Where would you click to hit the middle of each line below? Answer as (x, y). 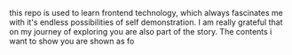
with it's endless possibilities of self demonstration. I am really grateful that (146, 22)
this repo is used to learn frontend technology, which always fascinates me (146, 13)
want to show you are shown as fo (72, 41)
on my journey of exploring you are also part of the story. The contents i (141, 31)
